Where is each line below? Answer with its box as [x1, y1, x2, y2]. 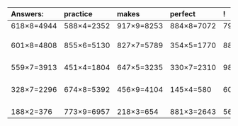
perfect [169, 9, 196, 18]
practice [63, 9, 93, 18]
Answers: [11, 9, 44, 18]
